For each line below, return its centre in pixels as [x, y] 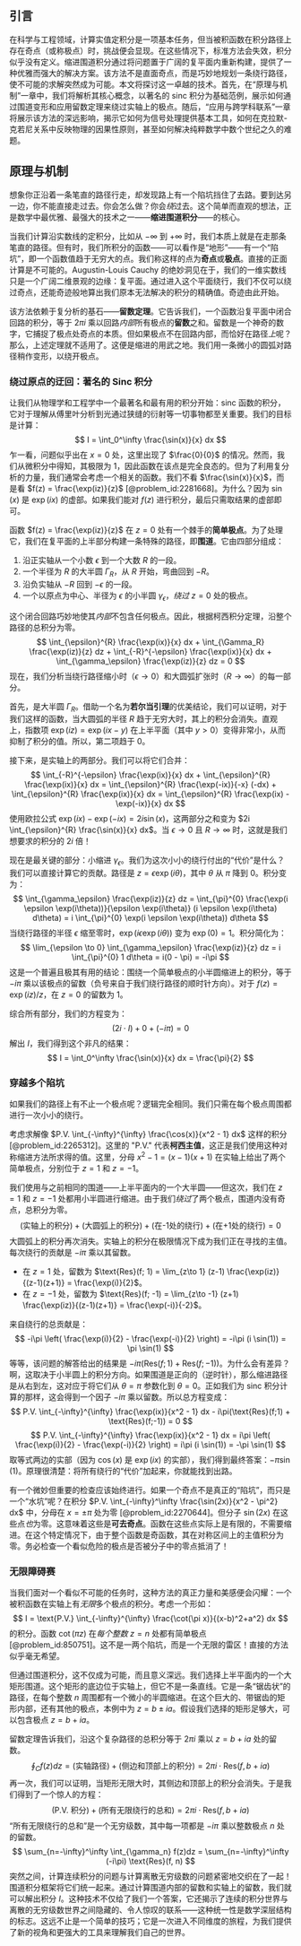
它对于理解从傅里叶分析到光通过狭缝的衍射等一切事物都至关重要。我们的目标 [150, 413]
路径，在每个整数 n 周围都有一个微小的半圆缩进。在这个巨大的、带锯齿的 [143, 1698]
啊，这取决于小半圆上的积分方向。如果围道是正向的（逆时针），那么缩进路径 [149, 1375]
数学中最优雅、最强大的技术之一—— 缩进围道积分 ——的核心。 [130, 217]
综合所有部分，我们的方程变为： [68, 1014]
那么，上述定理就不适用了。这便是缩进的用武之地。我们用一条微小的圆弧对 [146, 344]
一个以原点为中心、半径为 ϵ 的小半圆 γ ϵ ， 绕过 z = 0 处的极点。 [138, 596]
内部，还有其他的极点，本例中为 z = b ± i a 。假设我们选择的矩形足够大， [150, 1709]
